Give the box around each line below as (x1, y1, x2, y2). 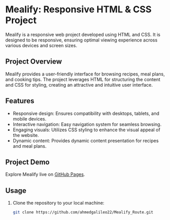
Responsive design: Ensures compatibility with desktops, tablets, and (12, 110, 160, 116)
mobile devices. (12, 115, 47, 122)
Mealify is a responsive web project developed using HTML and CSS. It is (5, 31, 161, 37)
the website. (12, 132, 40, 138)
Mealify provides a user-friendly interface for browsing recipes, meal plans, (5, 71, 165, 77)
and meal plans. (12, 143, 47, 149)
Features (5, 96, 34, 106)
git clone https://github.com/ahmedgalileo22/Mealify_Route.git (12, 210, 154, 215)
